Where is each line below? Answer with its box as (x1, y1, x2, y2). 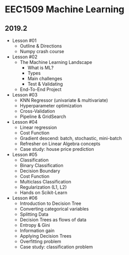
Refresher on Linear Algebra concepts (19, 141, 101, 147)
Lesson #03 (12, 92, 38, 98)
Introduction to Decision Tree (19, 200, 81, 206)
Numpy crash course (19, 49, 64, 54)
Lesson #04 (12, 119, 38, 125)
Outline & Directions (19, 43, 62, 49)
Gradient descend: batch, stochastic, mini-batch (19, 135, 122, 141)
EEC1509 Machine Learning (5, 4, 125, 15)
